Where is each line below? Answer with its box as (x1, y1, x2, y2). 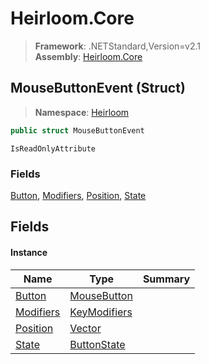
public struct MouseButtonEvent (10, 125, 145, 136)
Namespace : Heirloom (34, 106, 130, 118)
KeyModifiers (69, 305, 133, 319)
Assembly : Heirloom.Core (34, 50, 143, 62)
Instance (10, 246, 48, 258)
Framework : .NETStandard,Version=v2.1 (34, 40, 201, 52)
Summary (142, 272, 191, 286)
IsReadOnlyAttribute (10, 143, 97, 154)
